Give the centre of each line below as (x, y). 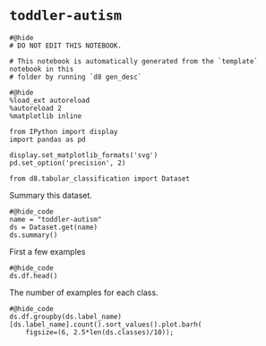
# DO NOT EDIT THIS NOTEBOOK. (66, 46)
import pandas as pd (48, 139)
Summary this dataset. (51, 195)
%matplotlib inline (46, 116)
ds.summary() (34, 235)
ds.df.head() (34, 275)
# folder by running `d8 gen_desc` (76, 77)
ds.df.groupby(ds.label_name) (66, 316)
